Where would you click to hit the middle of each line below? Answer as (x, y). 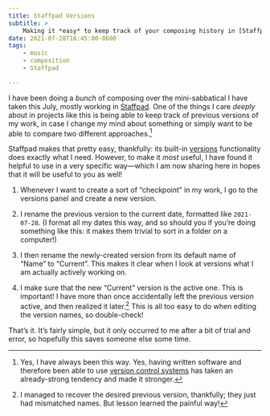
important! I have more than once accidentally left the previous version (137, 296)
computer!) (39, 240)
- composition (46, 61)
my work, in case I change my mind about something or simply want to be (131, 123)
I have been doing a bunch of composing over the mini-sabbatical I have (128, 98)
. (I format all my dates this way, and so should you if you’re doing (147, 222)
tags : (17, 46)
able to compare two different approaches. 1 (80, 133)
